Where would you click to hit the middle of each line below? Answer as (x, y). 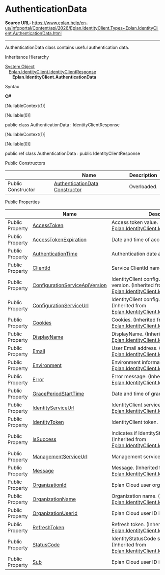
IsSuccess (44, 439)
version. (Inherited (132, 285)
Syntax (12, 86)
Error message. (129, 376)
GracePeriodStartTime (58, 394)
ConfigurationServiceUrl (61, 305)
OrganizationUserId (55, 513)
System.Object (20, 66)
